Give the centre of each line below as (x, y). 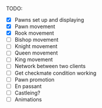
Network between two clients (50, 66)
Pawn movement (35, 26)
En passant (28, 86)
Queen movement (36, 53)
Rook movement (34, 33)
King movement (34, 60)
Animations (28, 99)
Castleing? (27, 93)
